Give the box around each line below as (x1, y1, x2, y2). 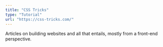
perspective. (5, 36, 32, 42)
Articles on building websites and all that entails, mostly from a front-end (5, 31, 158, 37)
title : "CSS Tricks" (5, 7, 49, 13)
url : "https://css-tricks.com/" (5, 17, 74, 22)
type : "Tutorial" (5, 12, 42, 17)
